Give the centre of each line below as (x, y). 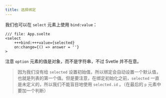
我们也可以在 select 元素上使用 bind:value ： (51, 24)
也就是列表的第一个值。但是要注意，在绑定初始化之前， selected (83, 78)
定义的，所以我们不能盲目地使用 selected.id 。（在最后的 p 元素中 (94, 84)
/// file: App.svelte (28, 34)
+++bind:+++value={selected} (44, 43)
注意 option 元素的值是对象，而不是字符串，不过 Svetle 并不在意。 (73, 61)
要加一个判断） (33, 91)
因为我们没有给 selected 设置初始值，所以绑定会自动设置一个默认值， (89, 72)
